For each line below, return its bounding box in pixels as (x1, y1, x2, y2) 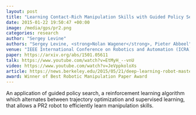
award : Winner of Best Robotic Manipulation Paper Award (6, 74, 148, 79)
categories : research (6, 30, 59, 36)
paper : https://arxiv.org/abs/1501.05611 (6, 52, 108, 58)
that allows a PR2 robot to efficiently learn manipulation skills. (6, 102, 154, 109)
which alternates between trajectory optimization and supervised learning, (6, 96, 185, 103)
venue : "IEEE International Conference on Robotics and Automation (6, 47, 174, 53)
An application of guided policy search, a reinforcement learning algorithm (6, 90, 185, 97)
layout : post (6, 8, 38, 15)
